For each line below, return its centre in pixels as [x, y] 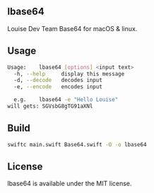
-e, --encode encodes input [58, 87]
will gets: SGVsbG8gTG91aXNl [50, 106]
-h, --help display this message [69, 74]
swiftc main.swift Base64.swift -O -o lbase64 [77, 144]
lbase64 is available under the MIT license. [70, 184]
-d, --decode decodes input [58, 81]
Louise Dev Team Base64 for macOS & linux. [72, 28]
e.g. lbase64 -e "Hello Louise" [66, 100]
